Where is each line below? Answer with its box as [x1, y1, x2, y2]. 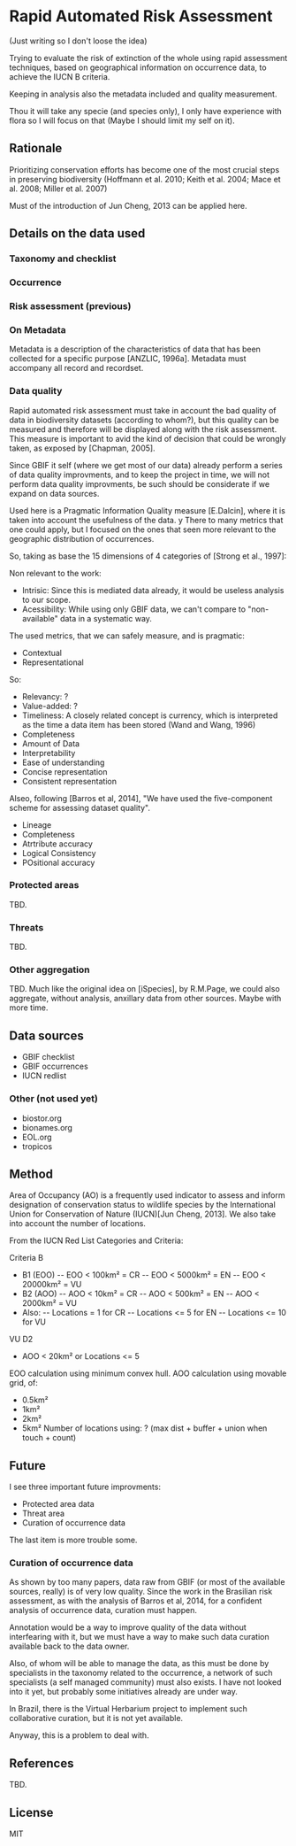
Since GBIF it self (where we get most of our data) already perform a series [9, 460, 283, 470]
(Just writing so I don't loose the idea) [9, 35, 148, 46]
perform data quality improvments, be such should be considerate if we [9, 478, 270, 489]
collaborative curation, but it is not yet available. [9, 1713, 184, 1724]
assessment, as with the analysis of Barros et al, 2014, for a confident [9, 1595, 262, 1606]
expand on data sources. [9, 488, 100, 498]
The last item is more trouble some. [9, 1534, 138, 1546]
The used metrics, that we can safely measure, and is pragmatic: [9, 630, 246, 641]
